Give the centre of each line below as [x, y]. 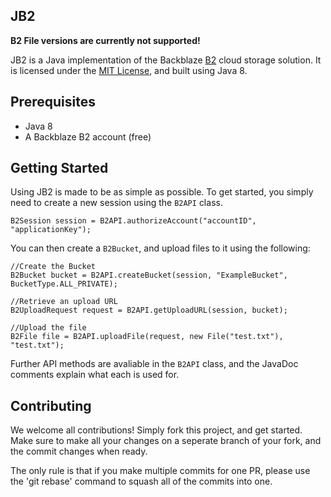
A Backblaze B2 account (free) [88, 136]
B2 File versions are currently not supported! [105, 40]
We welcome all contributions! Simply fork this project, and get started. [156, 430]
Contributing [51, 405]
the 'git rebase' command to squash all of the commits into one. [141, 481]
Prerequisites [53, 102]
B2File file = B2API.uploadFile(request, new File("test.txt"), [147, 337]
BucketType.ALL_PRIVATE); [64, 284]
